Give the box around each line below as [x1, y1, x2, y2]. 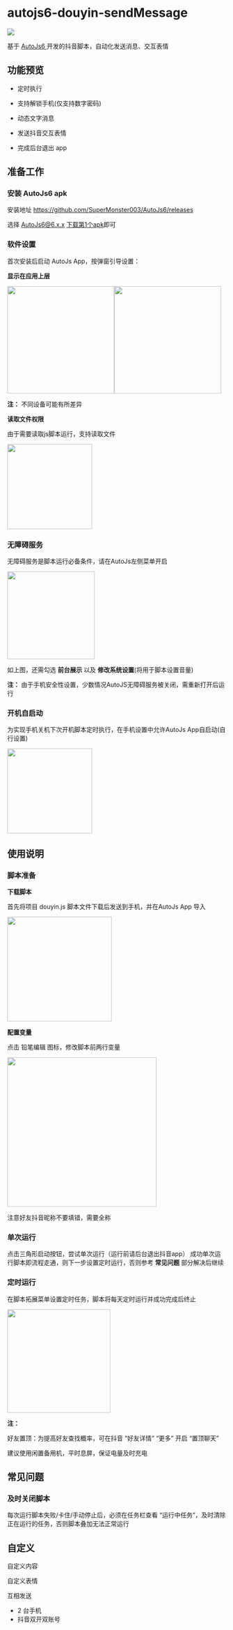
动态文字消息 [17, 114, 54, 122]
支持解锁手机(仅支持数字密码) [17, 99, 102, 107]
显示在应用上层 [7, 271, 50, 280]
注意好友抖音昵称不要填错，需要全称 [7, 1213, 111, 1222]
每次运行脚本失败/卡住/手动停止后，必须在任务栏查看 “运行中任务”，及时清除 [7, 1511, 226, 1519]
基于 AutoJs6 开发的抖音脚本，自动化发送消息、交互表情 [7, 42, 169, 50]
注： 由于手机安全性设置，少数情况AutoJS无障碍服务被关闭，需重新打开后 [7, 680, 219, 689]
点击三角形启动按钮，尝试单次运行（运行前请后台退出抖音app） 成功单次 [7, 1250, 215, 1258]
